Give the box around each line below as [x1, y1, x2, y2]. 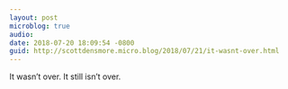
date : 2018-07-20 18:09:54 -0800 [9, 38, 135, 48]
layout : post [9, 13, 58, 22]
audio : [9, 30, 34, 39]
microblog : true [9, 22, 70, 31]
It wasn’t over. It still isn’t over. [9, 71, 121, 82]
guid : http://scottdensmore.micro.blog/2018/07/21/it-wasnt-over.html [9, 47, 280, 56]
